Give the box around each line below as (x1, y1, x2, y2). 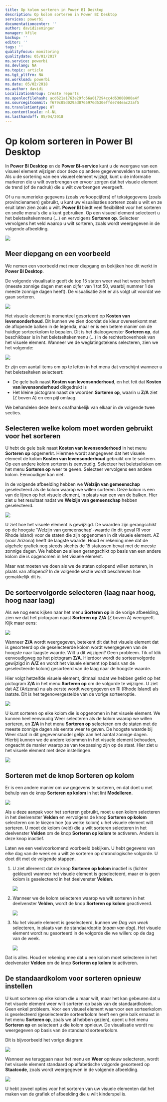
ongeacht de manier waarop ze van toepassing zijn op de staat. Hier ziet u (5, 742, 158, 748)
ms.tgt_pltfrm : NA (5, 72, 43, 77)
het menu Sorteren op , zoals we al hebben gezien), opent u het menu (5, 1017, 149, 1023)
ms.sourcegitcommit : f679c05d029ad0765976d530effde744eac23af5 (5, 100, 140, 105)
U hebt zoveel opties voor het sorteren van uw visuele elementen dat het (5, 1086, 155, 1092)
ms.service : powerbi (5, 58, 48, 63)
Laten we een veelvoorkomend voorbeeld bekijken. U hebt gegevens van (5, 845, 156, 851)
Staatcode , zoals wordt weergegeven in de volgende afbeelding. (5, 1067, 139, 1073)
